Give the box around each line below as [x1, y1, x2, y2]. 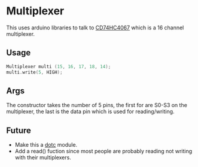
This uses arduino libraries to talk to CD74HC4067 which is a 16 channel [6, 24, 184, 31]
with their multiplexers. [14, 154, 72, 161]
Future [6, 125, 32, 135]
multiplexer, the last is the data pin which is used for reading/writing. [6, 108, 175, 115]
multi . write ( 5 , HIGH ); [6, 69, 63, 75]
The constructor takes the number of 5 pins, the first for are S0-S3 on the [6, 102, 187, 109]
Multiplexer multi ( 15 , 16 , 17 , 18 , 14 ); [6, 63, 111, 69]
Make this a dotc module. [14, 141, 78, 148]
